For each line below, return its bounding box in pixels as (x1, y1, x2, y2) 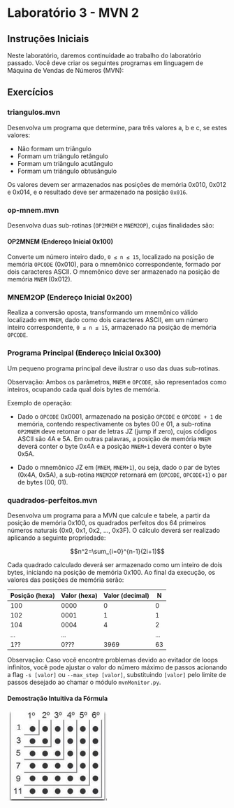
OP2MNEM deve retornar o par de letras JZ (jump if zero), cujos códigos (17, 427, 217, 436)
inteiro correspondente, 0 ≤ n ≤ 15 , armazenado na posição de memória (7, 323, 217, 332)
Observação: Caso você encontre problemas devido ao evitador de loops (7, 656, 219, 664)
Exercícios (7, 86, 54, 99)
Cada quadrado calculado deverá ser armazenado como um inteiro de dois (7, 561, 223, 569)
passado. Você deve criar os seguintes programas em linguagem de (7, 59, 204, 67)
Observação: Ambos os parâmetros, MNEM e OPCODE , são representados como (7, 377, 227, 386)
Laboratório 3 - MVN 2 (7, 5, 140, 21)
